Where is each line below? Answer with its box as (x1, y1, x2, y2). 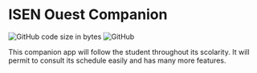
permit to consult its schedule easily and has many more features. (8, 56, 226, 65)
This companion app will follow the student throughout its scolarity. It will (8, 47, 251, 56)
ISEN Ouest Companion (8, 6, 168, 24)
